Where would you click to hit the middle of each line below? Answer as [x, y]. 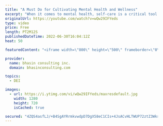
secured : [14, 116]
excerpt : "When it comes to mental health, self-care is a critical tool [81, 14]
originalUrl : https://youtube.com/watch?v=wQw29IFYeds [62, 18]
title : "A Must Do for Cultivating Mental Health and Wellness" [71, 9]
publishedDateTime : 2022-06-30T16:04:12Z [48, 37]
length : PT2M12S [21, 32]
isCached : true [29, 108]
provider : [15, 59]
